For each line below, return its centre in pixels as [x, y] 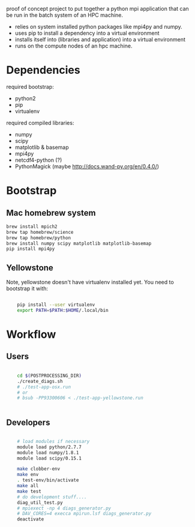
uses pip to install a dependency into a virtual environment [87, 33]
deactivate [31, 519]
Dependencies [43, 70]
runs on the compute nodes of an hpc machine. [73, 46]
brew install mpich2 [32, 227]
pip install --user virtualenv [56, 305]
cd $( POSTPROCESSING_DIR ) [49, 376]
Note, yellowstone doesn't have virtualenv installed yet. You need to [90, 282]
